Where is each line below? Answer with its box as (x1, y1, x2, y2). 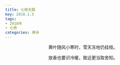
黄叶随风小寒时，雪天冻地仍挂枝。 (48, 44, 118, 50)
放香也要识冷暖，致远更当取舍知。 (48, 55, 118, 61)
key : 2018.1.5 (5, 12, 35, 17)
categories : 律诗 (5, 30, 40, 35)
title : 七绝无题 (5, 7, 36, 12)
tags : (5, 16, 16, 21)
